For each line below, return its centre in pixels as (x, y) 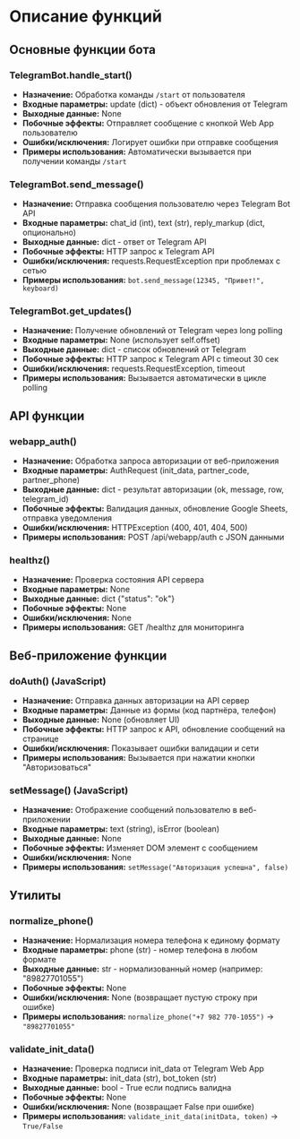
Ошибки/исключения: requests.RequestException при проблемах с (151, 261)
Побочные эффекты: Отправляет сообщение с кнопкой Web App (148, 123)
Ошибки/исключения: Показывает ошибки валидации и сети (141, 748)
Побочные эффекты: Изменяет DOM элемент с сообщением (140, 848)
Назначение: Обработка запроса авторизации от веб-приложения (150, 461)
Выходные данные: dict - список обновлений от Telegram (134, 349)
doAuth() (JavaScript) (58, 681)
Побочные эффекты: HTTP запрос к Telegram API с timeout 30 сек (150, 359)
